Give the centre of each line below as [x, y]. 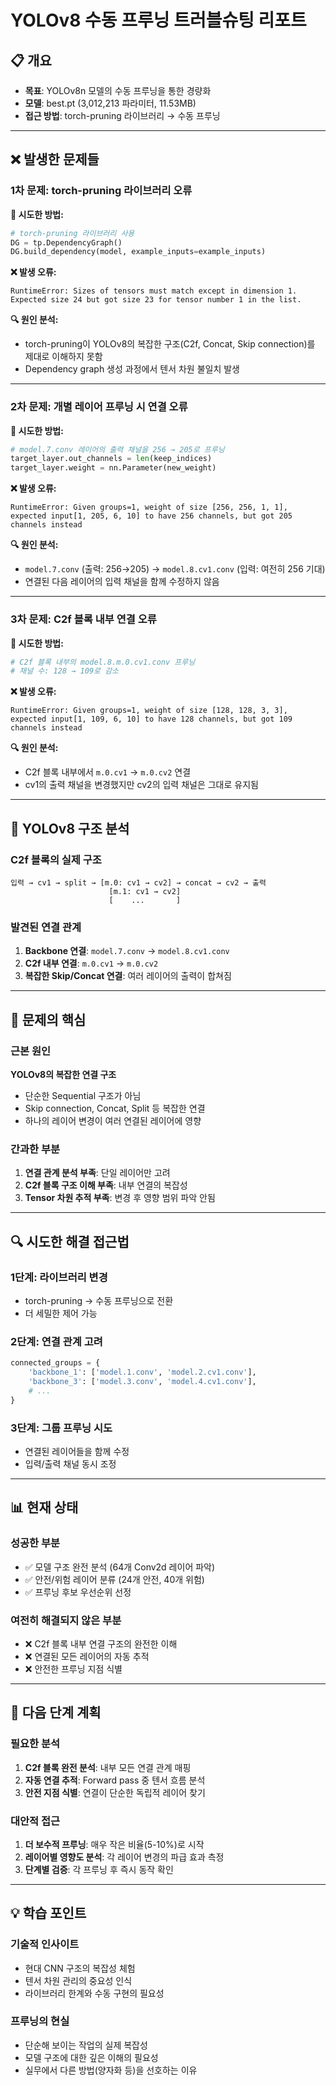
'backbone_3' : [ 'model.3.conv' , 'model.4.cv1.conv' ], [142, 1381]
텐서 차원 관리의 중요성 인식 [78, 1980]
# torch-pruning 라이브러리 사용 [72, 233]
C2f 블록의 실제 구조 [56, 859]
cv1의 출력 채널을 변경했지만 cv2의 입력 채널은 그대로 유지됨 [141, 785]
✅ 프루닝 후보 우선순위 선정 [78, 1592]
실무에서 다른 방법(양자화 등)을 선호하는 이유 [111, 2070]
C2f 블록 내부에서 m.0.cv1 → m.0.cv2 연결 [108, 772]
